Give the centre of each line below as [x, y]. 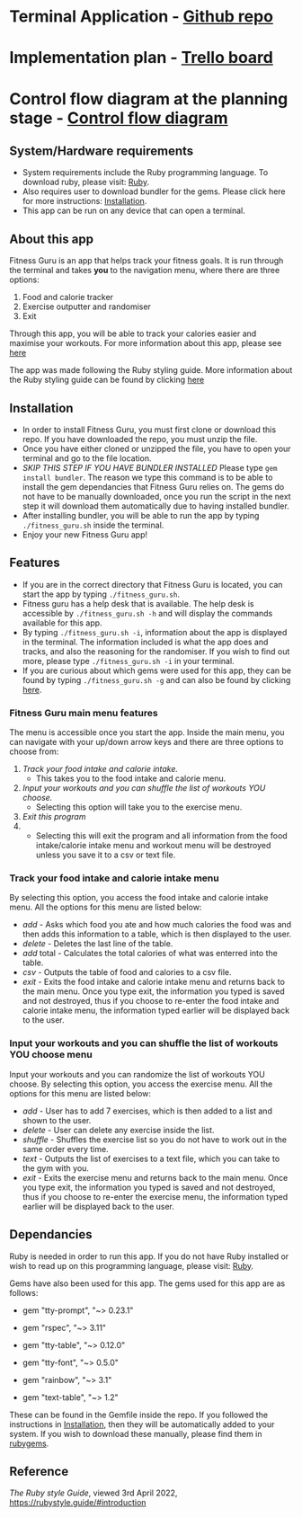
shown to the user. [57, 1120]
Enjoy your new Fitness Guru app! [85, 535]
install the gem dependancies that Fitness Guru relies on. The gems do [153, 487]
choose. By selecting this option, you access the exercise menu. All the [141, 1084]
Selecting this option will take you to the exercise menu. [139, 807]
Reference [39, 1471]
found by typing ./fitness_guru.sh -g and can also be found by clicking [156, 679]
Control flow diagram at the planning [149, 98]
